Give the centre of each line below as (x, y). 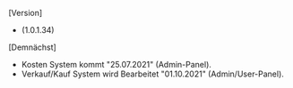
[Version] (26, 13)
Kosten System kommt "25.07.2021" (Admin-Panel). (116, 64)
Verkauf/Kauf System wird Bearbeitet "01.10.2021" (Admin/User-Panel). (152, 74)
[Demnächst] (33, 47)
